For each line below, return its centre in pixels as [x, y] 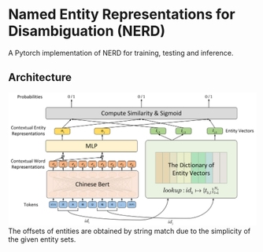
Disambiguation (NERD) [87, 31]
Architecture [40, 77]
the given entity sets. [42, 239]
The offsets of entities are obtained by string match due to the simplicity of [129, 231]
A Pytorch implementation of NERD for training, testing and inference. [121, 53]
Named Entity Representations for [122, 15]
